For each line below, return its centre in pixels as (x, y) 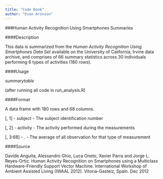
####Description (22, 37)
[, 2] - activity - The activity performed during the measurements (70, 127)
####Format (17, 99)
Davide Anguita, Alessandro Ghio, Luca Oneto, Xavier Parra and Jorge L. (77, 156)
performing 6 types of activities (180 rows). (48, 62)
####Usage (17, 71)
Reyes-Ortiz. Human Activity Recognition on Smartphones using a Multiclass (81, 161)
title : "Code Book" (25, 9)
